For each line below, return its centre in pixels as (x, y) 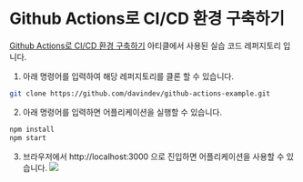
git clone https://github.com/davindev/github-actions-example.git (140, 93)
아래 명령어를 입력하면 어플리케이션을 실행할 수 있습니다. (122, 112)
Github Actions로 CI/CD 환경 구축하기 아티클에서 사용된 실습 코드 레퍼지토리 (146, 45)
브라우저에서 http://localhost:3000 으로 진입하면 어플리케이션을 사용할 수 (153, 157)
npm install (32, 129)
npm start (28, 137)
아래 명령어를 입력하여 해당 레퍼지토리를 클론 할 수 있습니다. (128, 76)
